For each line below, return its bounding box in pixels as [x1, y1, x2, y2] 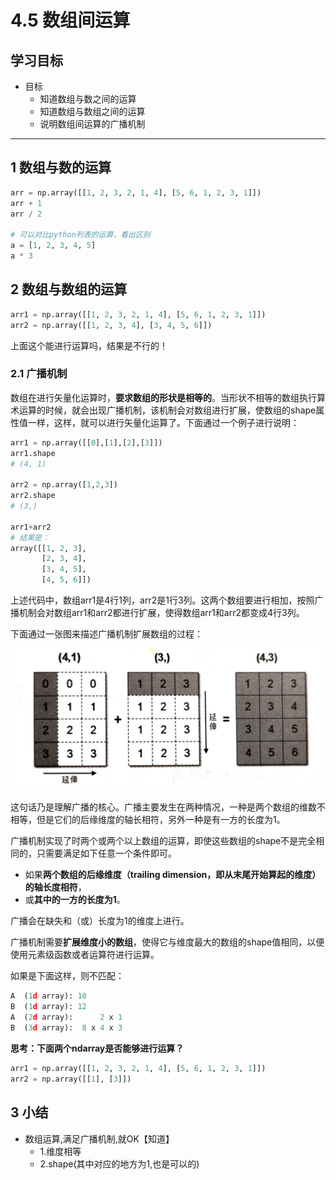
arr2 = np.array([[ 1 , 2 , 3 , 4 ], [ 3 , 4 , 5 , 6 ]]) [10, 320, 213, 330]
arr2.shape [10, 491, 56, 501]
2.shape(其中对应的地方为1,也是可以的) [39, 1157, 200, 1170]
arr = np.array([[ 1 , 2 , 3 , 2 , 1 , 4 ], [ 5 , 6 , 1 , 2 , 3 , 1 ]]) [10, 187, 262, 198]
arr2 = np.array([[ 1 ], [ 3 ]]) [10, 1074, 132, 1084]
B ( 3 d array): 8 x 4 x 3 [10, 1023, 123, 1033]
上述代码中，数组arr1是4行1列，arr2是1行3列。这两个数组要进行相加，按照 [10, 594, 315, 606]
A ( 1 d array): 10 [10, 991, 87, 1001]
